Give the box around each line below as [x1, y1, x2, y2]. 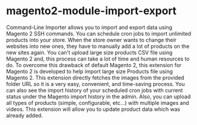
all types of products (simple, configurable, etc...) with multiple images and [6, 99, 189, 106]
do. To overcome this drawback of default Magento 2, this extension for [6, 61, 182, 69]
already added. [6, 111, 43, 119]
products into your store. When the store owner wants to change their [6, 36, 177, 43]
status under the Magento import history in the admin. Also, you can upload [6, 93, 191, 100]
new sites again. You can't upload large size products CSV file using [6, 49, 173, 56]
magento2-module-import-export [6, 4, 177, 18]
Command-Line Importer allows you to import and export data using [6, 24, 173, 31]
